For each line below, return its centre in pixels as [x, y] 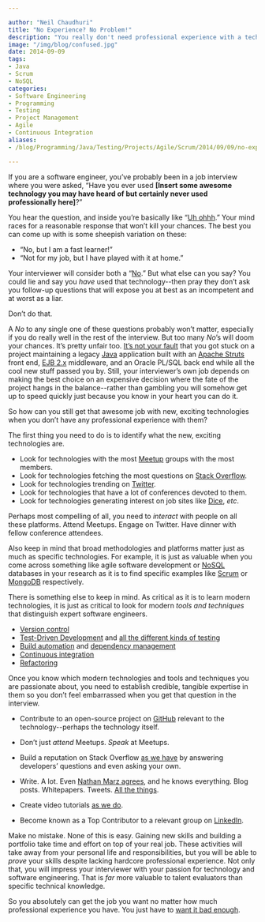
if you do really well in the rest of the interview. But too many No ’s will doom [131, 337]
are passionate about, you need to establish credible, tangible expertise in [128, 686]
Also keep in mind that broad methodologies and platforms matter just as [126, 548]
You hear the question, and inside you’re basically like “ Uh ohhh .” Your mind [131, 217]
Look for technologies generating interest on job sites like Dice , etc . [129, 501]
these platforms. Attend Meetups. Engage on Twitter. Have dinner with [122, 524]
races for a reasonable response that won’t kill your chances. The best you [130, 225]
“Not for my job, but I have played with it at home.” [101, 258]
